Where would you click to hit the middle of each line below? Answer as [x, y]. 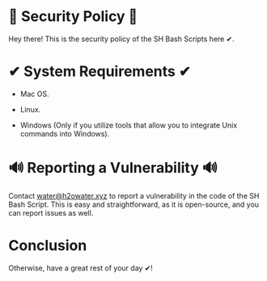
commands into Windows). [65, 133]
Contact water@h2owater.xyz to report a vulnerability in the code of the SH [134, 195]
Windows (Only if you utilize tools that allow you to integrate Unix [129, 125]
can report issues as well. [51, 212]
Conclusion [48, 245]
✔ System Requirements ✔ [100, 71]
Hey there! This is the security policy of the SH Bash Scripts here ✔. [121, 39]
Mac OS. [34, 94]
